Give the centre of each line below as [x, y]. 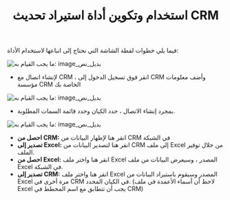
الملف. [26, 153]
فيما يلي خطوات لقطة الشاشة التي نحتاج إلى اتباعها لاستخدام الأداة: [93, 51]
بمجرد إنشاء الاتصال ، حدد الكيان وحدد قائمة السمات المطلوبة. [96, 111]
